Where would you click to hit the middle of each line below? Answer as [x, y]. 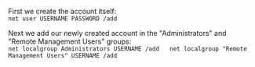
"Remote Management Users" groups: [70, 41]
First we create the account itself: [62, 11]
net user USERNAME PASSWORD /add [63, 19]
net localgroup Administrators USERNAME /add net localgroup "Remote [127, 49]
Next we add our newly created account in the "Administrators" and [117, 33]
